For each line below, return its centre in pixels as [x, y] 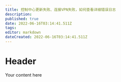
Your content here [24, 75]
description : [19, 14]
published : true [22, 19]
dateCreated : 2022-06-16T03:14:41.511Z [46, 37]
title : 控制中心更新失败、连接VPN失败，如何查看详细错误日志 [60, 10]
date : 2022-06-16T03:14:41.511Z [38, 23]
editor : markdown [23, 32]
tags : [11, 28]
